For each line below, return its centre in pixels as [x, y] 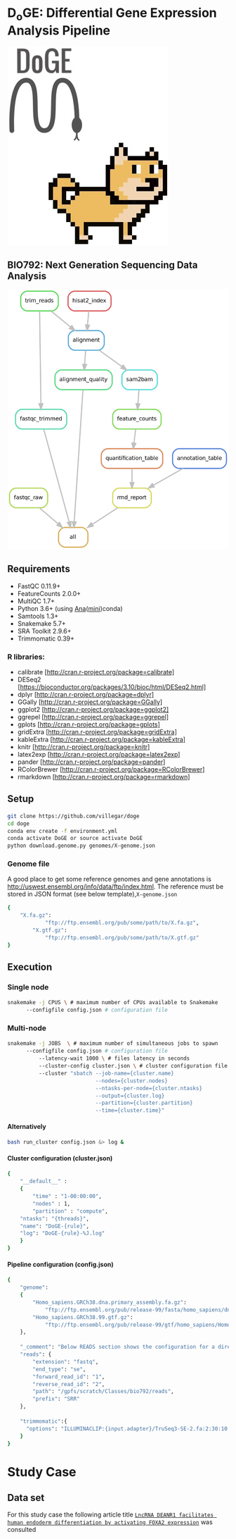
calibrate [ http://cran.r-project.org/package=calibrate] [96, 672]
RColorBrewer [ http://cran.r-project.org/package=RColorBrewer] [111, 769]
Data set [26, 1498]
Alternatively [27, 1126]
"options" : [42, 1428]
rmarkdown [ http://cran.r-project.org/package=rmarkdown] [104, 777]
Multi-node [27, 1028]
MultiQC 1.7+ [36, 601]
